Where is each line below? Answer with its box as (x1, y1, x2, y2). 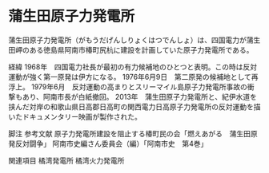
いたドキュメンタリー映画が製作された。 (8, 112, 142, 121)
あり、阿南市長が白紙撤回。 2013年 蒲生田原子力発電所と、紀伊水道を (22, 92, 258, 101)
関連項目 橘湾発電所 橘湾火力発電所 (8, 155, 125, 165)
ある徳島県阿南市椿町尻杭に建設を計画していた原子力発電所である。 (29, 45, 254, 54)
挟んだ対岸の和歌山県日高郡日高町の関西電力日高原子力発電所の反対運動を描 (8, 101, 261, 112)
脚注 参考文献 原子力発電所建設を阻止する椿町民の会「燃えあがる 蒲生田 (8, 128, 251, 138)
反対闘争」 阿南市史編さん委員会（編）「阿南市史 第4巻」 (14, 139, 208, 148)
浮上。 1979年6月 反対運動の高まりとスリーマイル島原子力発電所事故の (8, 81, 248, 92)
